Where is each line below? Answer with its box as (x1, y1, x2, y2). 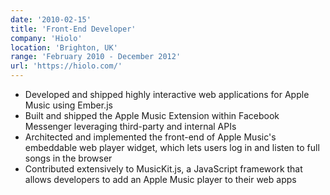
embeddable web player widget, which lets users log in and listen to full (24, 142, 320, 153)
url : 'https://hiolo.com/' (10, 61, 123, 71)
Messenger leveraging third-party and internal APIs (24, 121, 237, 132)
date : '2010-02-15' (10, 14, 92, 25)
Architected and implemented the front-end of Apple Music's (24, 131, 277, 143)
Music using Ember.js (24, 99, 113, 111)
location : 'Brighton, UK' (10, 42, 118, 53)
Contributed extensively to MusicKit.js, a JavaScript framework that (24, 163, 303, 175)
